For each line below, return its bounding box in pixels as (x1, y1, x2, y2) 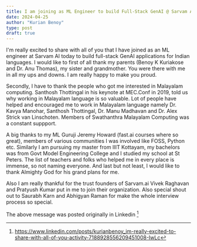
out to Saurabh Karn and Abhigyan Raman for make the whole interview (6, 193, 179, 200)
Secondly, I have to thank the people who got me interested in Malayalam (6, 83, 184, 90)
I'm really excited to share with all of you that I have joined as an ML (6, 46, 170, 53)
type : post (6, 25, 33, 31)
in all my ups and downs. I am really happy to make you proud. (6, 71, 157, 78)
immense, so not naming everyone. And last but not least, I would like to (6, 162, 180, 170)
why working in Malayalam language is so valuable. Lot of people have (6, 95, 177, 102)
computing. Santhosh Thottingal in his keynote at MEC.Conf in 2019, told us (6, 89, 188, 96)
